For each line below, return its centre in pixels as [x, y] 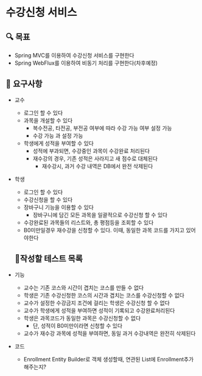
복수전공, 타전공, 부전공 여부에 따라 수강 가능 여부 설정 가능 [102, 128]
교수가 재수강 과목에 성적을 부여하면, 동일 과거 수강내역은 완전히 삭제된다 [110, 333]
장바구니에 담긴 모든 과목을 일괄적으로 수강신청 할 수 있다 [100, 215]
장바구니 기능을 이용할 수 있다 [58, 207]
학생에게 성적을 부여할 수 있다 [58, 143]
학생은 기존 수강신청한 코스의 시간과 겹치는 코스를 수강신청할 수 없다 [104, 295]
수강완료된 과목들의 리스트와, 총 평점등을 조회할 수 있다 [89, 222]
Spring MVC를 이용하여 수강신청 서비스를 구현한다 [74, 55]
